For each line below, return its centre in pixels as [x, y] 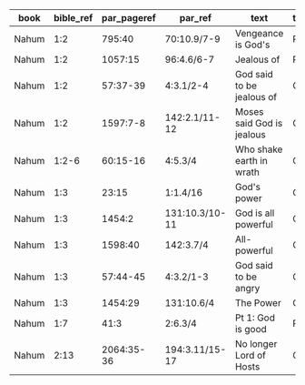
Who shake [259, 149]
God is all [255, 213]
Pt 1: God [255, 318]
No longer [256, 344]
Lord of [250, 355]
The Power [258, 303]
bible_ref [73, 18]
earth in [251, 161]
